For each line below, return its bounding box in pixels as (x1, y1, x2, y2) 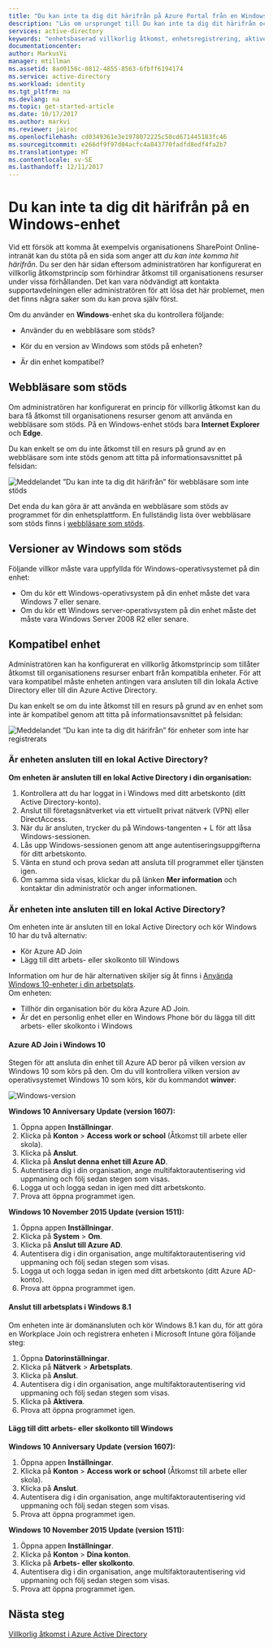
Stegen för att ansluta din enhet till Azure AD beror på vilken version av (8, 1058, 246, 1067)
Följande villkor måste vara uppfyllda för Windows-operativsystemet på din (8, 563, 260, 573)
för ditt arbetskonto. (19, 849, 88, 858)
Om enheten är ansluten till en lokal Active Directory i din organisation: (8, 772, 252, 782)
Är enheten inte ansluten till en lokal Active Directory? (8, 903, 226, 915)
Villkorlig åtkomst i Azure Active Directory (8, 1629, 148, 1639)
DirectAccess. (19, 814, 67, 823)
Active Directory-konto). (19, 797, 102, 806)
